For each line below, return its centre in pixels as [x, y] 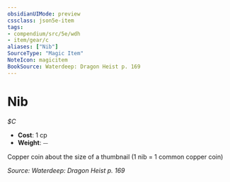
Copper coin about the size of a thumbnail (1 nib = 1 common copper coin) [115, 157]
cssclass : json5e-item [41, 21]
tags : [15, 27]
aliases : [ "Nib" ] [33, 47]
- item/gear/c [28, 40]
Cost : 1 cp [32, 135]
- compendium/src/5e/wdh [44, 34]
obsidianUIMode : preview [44, 14]
